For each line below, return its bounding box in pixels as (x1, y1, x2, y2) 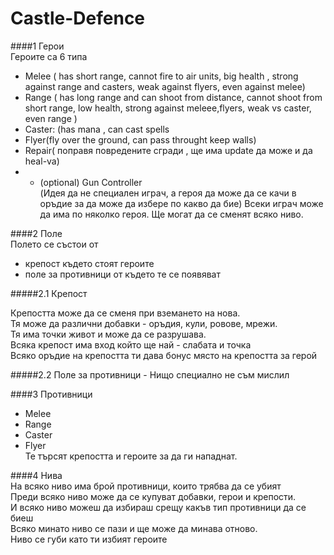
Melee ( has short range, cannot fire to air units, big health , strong (24, 70, 299, 82)
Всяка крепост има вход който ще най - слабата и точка (10, 338, 252, 351)
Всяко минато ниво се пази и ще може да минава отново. (10, 522, 258, 534)
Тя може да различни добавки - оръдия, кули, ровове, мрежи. (10, 317, 278, 329)
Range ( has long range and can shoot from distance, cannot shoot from (24, 91, 323, 103)
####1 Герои (10, 40, 65, 52)
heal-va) (24, 155, 60, 167)
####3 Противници (10, 388, 93, 400)
